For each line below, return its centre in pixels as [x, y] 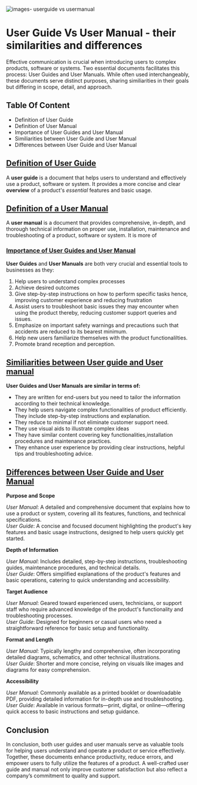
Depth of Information [32, 550]
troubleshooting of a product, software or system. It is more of [81, 235]
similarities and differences [74, 46]
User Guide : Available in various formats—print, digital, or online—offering [96, 705]
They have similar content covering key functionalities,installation [94, 435]
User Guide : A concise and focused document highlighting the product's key [99, 526]
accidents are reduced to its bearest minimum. [71, 331]
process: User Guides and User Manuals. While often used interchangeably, [98, 74]
